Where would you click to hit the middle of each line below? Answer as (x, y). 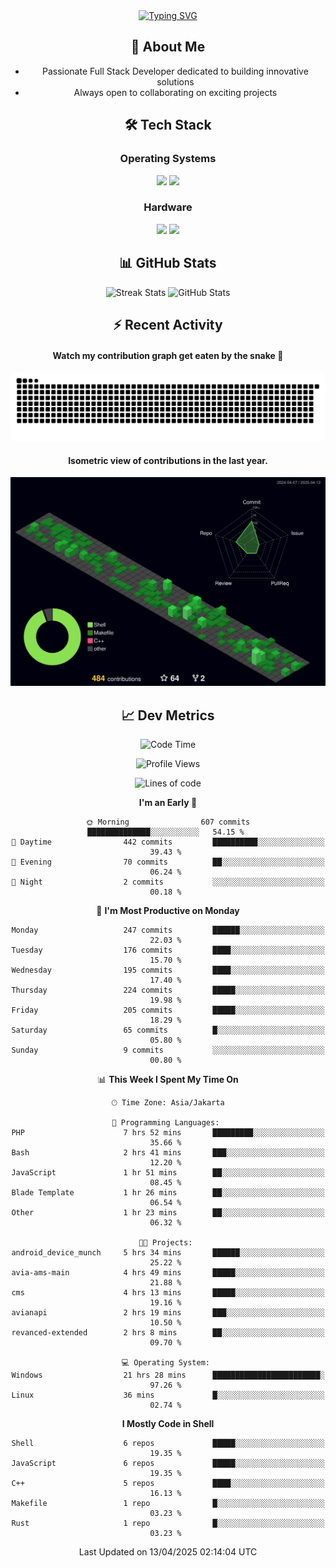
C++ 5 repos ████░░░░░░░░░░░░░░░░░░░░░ (168, 1484)
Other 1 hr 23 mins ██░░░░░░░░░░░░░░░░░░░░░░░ (168, 1213)
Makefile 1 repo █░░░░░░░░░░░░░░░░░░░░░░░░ (168, 1504)
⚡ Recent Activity (168, 325)
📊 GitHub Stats (168, 263)
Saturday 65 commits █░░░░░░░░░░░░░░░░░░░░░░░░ (168, 1030)
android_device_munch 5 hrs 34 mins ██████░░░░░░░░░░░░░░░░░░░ (168, 1253)
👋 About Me (168, 47)
